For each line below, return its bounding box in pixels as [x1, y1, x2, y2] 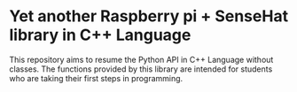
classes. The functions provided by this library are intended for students [9, 64, 273, 74]
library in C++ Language [9, 25, 191, 45]
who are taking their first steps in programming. [9, 73, 184, 83]
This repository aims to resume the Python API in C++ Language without [9, 54, 274, 65]
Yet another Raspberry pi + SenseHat [9, 6, 289, 27]
